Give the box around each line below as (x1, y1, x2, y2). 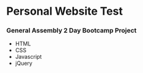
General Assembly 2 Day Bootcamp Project (6, 26, 137, 35)
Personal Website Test (6, 4, 123, 18)
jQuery (15, 60, 32, 67)
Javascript (15, 53, 42, 61)
